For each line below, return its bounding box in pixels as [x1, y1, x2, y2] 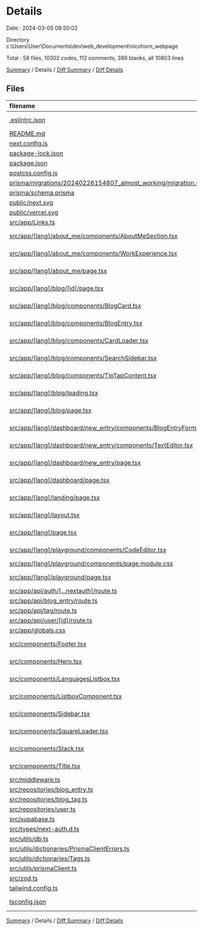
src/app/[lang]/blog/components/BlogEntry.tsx [9, 318, 143, 327]
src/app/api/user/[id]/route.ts [9, 616, 92, 624]
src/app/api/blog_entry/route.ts [9, 596, 98, 605]
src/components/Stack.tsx [9, 744, 85, 753]
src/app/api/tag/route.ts [9, 606, 77, 615]
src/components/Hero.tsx [9, 657, 82, 665]
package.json [9, 159, 48, 167]
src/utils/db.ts [9, 834, 49, 843]
